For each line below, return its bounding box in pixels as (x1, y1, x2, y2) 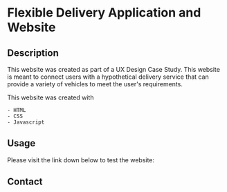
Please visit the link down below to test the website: (7, 155, 154, 164)
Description (7, 47, 59, 59)
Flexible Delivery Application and (7, 5, 201, 21)
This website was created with (7, 93, 94, 102)
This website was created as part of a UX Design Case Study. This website (7, 66, 220, 73)
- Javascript (7, 119, 45, 126)
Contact (7, 176, 43, 188)
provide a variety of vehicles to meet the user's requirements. (7, 80, 183, 88)
